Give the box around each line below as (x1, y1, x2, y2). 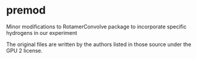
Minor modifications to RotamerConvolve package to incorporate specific (6, 23, 187, 30)
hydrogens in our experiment (6, 29, 78, 36)
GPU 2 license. (6, 47, 43, 54)
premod (6, 4, 46, 17)
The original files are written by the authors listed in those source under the (6, 41, 192, 48)
